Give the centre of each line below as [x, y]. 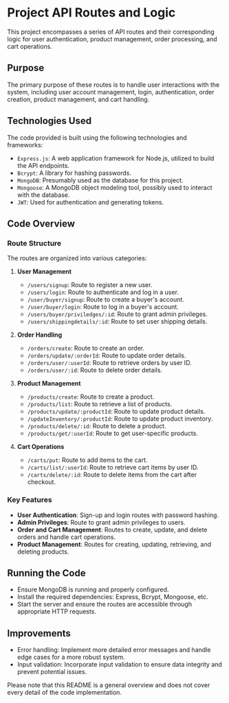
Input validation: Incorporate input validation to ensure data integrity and [119, 664]
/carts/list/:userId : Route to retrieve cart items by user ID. [113, 468]
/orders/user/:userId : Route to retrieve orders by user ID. [109, 363]
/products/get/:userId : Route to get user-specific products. [112, 433]
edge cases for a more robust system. [71, 657]
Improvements [39, 633]
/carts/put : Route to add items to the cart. [87, 460]
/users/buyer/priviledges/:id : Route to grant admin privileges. [117, 314]
